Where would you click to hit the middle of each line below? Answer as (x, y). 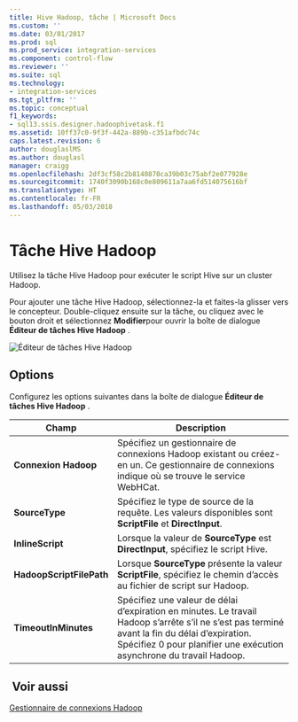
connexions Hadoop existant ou (183, 454)
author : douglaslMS (45, 149)
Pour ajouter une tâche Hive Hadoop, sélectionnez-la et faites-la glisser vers (149, 301)
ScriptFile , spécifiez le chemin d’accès (198, 574)
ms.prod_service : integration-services (83, 50)
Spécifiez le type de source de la (185, 501)
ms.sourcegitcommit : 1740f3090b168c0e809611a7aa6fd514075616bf (129, 182)
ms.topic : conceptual (49, 108)
